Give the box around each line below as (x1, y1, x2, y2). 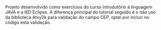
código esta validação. (5, 19, 51, 25)
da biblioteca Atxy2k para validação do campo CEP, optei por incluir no (5, 15, 149, 20)
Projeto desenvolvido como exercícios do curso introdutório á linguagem (5, 4, 153, 10)
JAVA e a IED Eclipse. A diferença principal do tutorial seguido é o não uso (5, 9, 156, 15)
